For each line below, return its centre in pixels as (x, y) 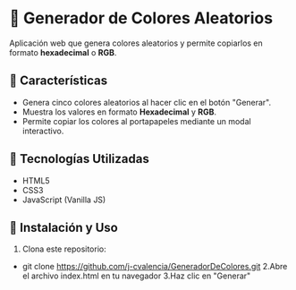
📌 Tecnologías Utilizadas (79, 159)
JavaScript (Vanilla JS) (64, 200)
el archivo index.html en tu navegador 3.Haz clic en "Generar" (136, 276)
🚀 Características (59, 81)
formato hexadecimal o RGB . (63, 52)
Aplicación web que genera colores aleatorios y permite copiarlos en (136, 43)
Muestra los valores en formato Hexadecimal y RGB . (119, 112)
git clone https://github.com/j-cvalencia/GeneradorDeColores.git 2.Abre (155, 267)
